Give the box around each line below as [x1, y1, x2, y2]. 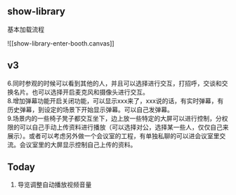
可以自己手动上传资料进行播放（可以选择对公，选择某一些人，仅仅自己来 [19, 123, 229, 131]
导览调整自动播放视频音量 [17, 180, 92, 189]
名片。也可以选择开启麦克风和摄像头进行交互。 [13, 88, 149, 96]
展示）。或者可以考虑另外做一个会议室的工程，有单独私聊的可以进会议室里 [7, 131, 220, 140]
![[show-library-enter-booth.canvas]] [7, 39, 114, 48]
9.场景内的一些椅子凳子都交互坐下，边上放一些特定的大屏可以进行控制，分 [7, 114, 223, 122]
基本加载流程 [7, 25, 44, 34]
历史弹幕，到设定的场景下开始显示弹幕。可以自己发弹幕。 [7, 105, 173, 114]
